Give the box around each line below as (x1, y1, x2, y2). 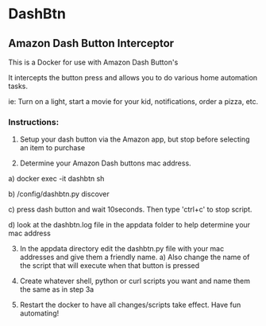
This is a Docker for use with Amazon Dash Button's (8, 57, 179, 67)
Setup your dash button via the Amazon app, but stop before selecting (19, 134, 250, 144)
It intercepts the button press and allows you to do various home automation (8, 73, 258, 82)
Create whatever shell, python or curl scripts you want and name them (19, 276, 251, 286)
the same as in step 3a (19, 285, 94, 294)
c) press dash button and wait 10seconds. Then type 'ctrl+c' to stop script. (8, 204, 253, 215)
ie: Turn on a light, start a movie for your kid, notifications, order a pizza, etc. (8, 97, 259, 106)
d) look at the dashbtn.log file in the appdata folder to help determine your (8, 220, 251, 230)
